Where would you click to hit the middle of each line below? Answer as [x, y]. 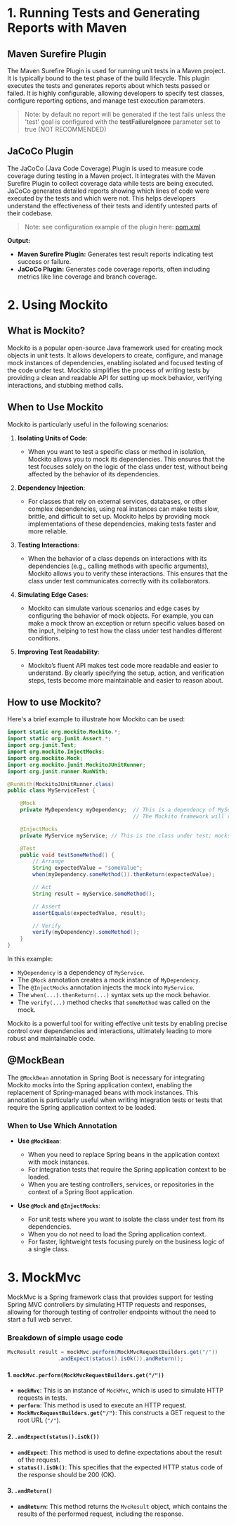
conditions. [44, 638]
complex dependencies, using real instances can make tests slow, [123, 509]
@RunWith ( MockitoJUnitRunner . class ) [61, 784]
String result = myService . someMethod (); [94, 894]
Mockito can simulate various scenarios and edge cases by [114, 608]
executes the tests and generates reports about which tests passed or [109, 86]
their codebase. [30, 213]
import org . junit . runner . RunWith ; [58, 771]
